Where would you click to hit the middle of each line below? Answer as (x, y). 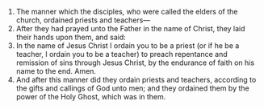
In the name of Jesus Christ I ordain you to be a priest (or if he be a (128, 46)
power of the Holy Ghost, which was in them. (91, 97)
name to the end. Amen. (56, 71)
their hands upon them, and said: (71, 37)
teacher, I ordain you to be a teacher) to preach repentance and (122, 54)
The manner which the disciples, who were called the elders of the (127, 12)
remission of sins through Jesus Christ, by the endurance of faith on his (135, 63)
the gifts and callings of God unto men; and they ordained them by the (132, 88)
